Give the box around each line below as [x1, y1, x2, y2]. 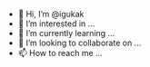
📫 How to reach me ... [17, 48, 103, 58]
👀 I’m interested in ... [17, 18, 95, 29]
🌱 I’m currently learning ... [17, 28, 115, 38]
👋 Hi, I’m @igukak [17, 9, 85, 19]
